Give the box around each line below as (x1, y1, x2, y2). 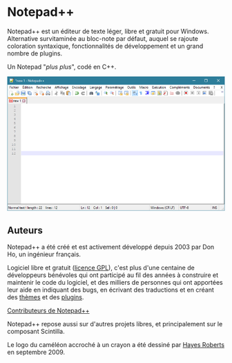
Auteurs (7, 224, 43, 236)
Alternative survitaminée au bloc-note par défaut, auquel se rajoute (7, 34, 199, 42)
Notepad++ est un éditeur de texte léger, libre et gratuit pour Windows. (7, 27, 209, 35)
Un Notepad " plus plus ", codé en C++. (7, 62, 117, 71)
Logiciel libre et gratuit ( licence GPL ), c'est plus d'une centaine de (7, 264, 195, 272)
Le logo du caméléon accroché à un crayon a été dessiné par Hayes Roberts (7, 341, 225, 349)
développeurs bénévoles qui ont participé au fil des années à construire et (7, 271, 219, 279)
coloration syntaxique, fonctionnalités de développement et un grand (7, 42, 204, 50)
